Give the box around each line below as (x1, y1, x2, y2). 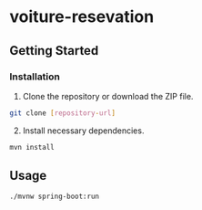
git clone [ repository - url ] (9, 108, 116, 118)
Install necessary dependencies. (22, 125, 145, 136)
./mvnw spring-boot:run (9, 192, 100, 202)
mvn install (9, 142, 55, 152)
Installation (9, 70, 61, 83)
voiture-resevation (9, 6, 155, 27)
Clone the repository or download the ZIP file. (22, 90, 194, 101)
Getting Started (9, 43, 99, 58)
